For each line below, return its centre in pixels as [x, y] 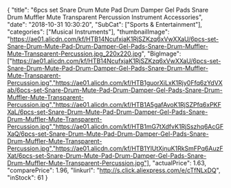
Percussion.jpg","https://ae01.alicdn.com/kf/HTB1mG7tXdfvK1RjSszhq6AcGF [115, 127]
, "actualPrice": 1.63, [178, 163]
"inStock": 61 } [27, 177]
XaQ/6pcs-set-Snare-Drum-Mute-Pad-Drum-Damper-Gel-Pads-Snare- [108, 134]
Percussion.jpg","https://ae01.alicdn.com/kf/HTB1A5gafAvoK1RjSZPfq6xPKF [114, 105]
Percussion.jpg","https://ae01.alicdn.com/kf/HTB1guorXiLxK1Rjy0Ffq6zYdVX [115, 83]
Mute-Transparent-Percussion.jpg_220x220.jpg [75, 54]
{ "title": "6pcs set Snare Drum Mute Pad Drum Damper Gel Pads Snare [108, 10]
